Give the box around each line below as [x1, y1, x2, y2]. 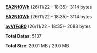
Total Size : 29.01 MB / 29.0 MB [5, 43, 69, 49]
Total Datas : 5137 [5, 33, 42, 39]
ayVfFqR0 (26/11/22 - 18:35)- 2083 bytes [5, 23, 91, 29]
